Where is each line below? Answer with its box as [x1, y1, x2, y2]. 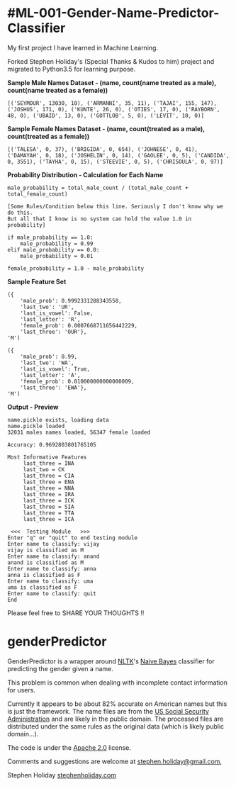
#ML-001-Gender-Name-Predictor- [7, 5, 220, 21]
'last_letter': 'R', [20, 315, 81, 323]
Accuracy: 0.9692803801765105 [7, 441, 97, 448]
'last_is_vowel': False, [20, 310, 94, 317]
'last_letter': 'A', [20, 371, 81, 378]
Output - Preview [7, 403, 59, 411]
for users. [7, 685, 35, 694]
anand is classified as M [7, 558, 84, 566]
